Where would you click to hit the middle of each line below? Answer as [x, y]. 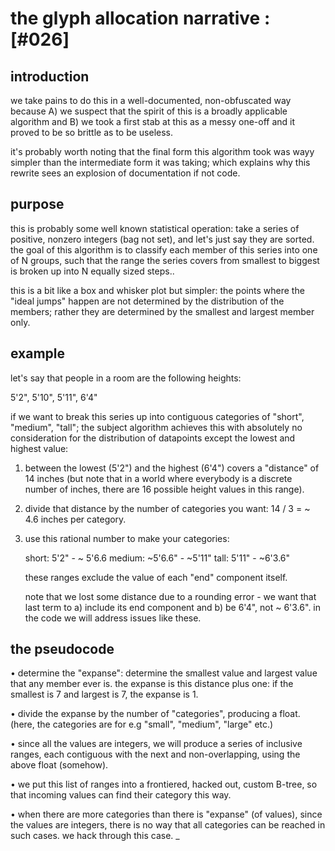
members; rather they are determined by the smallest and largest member [162, 311]
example [38, 353]
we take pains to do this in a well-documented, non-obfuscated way [151, 100]
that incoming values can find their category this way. [121, 795]
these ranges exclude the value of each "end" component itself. [156, 577]
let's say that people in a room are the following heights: [126, 378]
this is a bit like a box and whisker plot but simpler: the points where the [157, 290]
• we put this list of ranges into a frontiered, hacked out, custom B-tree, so [164, 784]
